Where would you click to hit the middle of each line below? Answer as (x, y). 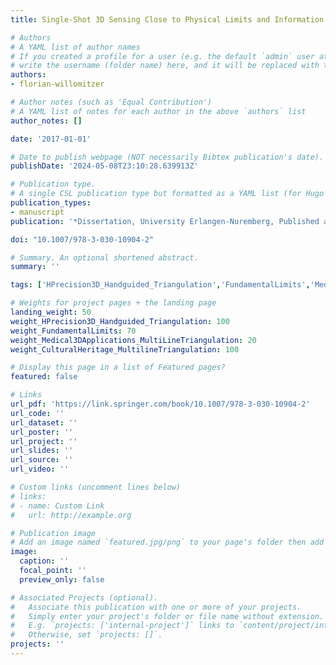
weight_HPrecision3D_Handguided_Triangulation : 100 (120, 321)
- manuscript (37, 212)
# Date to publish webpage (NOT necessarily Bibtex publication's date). (167, 157)
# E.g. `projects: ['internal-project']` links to (122, 626)
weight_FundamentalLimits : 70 (73, 331)
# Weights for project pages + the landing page (113, 303)
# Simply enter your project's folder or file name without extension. (167, 616)
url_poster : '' (42, 432)
